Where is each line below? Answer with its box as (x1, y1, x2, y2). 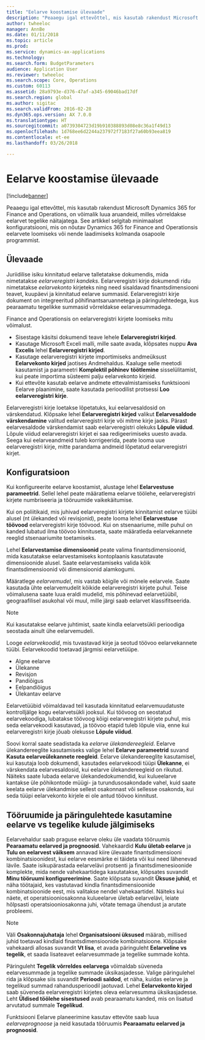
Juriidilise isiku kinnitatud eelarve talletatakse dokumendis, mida (6, 270, 169, 278)
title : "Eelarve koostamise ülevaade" (6, 9, 105, 15)
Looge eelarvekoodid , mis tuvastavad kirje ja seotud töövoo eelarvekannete (6, 639, 198, 647)
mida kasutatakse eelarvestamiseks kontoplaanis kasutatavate (6, 553, 164, 560)
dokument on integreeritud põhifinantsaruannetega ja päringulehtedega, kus (6, 297, 199, 304)
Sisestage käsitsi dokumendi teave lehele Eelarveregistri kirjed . (15, 333, 177, 341)
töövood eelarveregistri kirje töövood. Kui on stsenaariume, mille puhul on (6, 522, 193, 529)
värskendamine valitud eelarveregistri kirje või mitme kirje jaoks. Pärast (6, 417, 188, 424)
